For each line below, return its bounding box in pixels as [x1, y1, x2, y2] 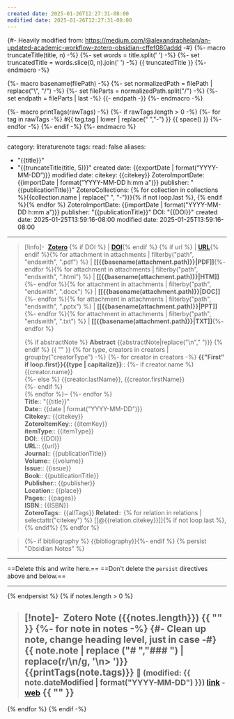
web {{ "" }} [24, 686, 75, 698]
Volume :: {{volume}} [24, 457, 84, 465]
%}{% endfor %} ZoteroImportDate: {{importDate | [17, 200, 163, 209]
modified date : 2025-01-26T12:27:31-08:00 [7, 17, 132, 24]
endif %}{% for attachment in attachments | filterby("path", [24, 250, 194, 258]
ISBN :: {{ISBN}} [24, 501, 70, 510]
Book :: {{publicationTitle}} [24, 471, 100, 480]
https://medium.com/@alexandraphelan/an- [84, 36, 211, 44]
